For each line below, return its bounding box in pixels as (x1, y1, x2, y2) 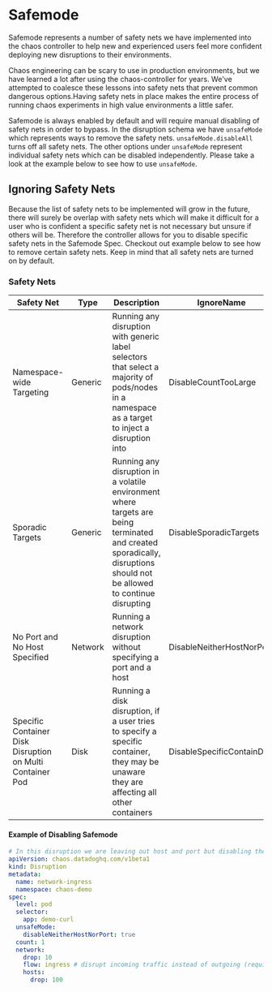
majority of (112, 372, 154, 383)
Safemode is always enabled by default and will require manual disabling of (8, 115, 260, 125)
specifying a (112, 652, 159, 663)
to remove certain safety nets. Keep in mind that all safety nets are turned (8, 247, 253, 257)
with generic (112, 331, 159, 343)
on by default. (8, 256, 55, 265)
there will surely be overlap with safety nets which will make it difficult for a (8, 213, 259, 222)
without (112, 641, 141, 653)
